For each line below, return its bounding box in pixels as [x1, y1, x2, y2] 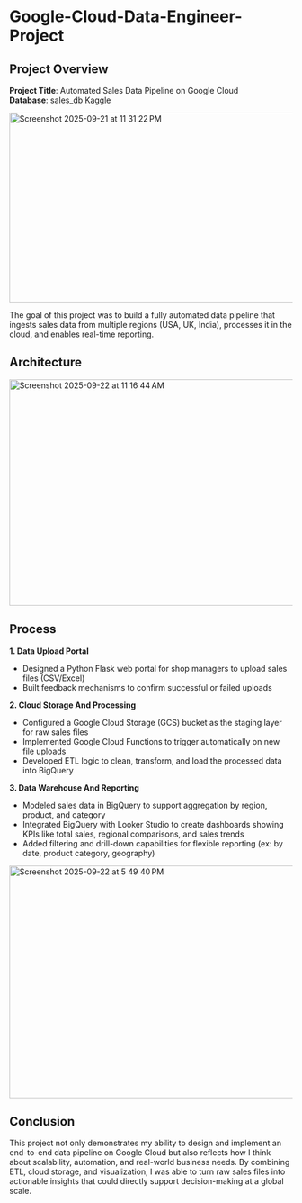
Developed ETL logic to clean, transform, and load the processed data [22, 755, 282, 766]
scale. [9, 1186, 31, 1197]
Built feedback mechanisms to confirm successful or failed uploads [22, 682, 272, 692]
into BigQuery [22, 764, 74, 775]
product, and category [22, 809, 106, 820]
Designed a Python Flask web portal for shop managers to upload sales [22, 663, 288, 674]
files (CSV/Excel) [22, 673, 85, 683]
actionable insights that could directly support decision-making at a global [9, 1176, 285, 1187]
